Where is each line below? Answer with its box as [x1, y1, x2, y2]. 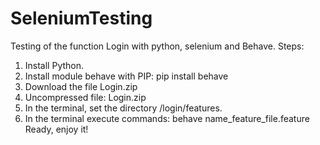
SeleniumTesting [10, 7, 153, 30]
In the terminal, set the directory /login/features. [24, 102, 223, 114]
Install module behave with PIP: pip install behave [24, 70, 229, 82]
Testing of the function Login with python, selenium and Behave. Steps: [10, 40, 305, 52]
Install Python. [24, 59, 85, 71]
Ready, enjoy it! [24, 123, 89, 135]
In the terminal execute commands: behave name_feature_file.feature [24, 112, 310, 124]
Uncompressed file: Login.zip [24, 91, 147, 103]
